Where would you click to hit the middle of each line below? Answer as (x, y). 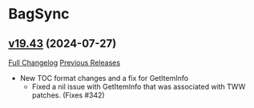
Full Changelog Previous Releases (65, 62)
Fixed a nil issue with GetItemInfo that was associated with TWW (139, 86)
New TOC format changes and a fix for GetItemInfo (104, 78)
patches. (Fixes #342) (69, 95)
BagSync (39, 14)
